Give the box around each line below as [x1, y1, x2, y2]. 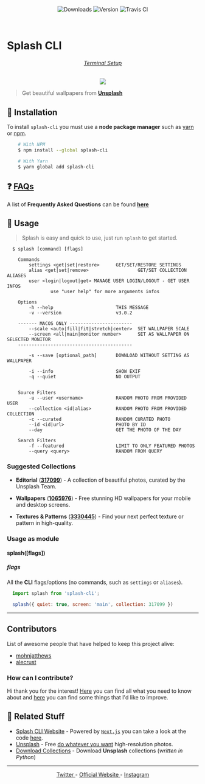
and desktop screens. [15, 501, 71, 508]
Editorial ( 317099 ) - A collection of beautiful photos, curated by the [15, 476, 186, 484]
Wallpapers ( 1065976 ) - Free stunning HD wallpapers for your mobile [15, 494, 191, 502]
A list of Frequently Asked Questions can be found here [7, 201, 149, 208]
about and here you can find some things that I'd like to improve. [7, 693, 169, 701]
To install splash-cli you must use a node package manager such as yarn [7, 123, 194, 131]
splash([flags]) [7, 549, 46, 557]
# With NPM [18, 142, 46, 148]
